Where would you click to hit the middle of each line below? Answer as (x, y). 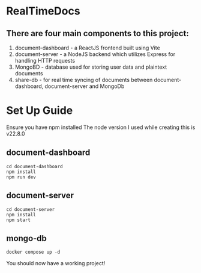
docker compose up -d (33, 252)
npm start (19, 220)
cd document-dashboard (34, 166)
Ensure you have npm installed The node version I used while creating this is (101, 127)
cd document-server (31, 209)
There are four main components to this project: (97, 33)
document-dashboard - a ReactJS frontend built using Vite (87, 48)
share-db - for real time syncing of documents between (84, 80)
